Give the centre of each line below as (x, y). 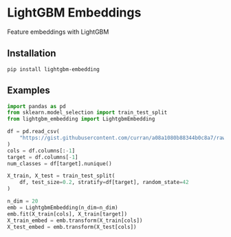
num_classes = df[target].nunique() (59, 163)
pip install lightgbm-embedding (53, 69)
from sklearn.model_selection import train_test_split (87, 113)
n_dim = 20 (23, 201)
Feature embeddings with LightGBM (58, 32)
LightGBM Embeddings (74, 13)
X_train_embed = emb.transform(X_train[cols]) (75, 220)
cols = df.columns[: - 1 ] (41, 151)
